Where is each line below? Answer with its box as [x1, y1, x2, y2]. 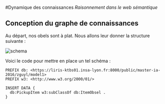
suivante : [5, 38, 26, 44]
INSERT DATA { [5, 85, 36, 91]
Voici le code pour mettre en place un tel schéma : [5, 58, 111, 64]
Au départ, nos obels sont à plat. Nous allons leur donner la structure [5, 33, 150, 39]
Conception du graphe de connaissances [5, 19, 139, 28]
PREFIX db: [5, 67, 29, 73]
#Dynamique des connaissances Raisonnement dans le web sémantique [5, 5, 158, 10]
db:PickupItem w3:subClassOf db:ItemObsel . [10, 90, 106, 95]
